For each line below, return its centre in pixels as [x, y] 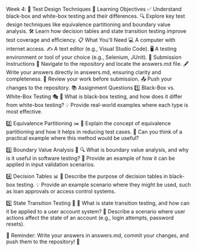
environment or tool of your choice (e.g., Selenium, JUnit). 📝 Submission [94, 57]
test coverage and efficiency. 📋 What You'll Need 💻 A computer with [91, 40]
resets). [15, 224]
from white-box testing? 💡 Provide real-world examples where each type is [97, 105]
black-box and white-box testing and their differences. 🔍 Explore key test [96, 16]
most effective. [24, 111]
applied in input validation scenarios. [51, 164]
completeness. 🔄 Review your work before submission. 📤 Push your [89, 79]
